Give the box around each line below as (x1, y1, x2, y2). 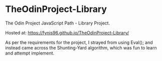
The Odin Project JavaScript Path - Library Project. (5, 20, 110, 26)
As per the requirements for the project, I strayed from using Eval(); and (5, 39, 153, 45)
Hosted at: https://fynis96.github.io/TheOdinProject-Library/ (5, 29, 129, 35)
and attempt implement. (5, 50, 55, 56)
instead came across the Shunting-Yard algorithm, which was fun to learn (5, 44, 157, 50)
